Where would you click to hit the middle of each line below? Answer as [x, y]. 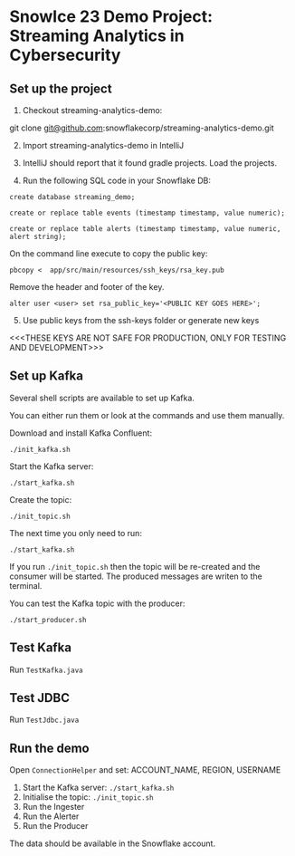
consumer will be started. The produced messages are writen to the [136, 576]
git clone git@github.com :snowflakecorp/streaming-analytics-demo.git [142, 128]
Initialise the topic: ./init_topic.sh [88, 797]
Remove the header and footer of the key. [87, 287]
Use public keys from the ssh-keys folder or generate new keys [141, 320]
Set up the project [61, 88]
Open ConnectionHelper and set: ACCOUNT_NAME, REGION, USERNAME [145, 770]
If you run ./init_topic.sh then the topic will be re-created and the [135, 566]
